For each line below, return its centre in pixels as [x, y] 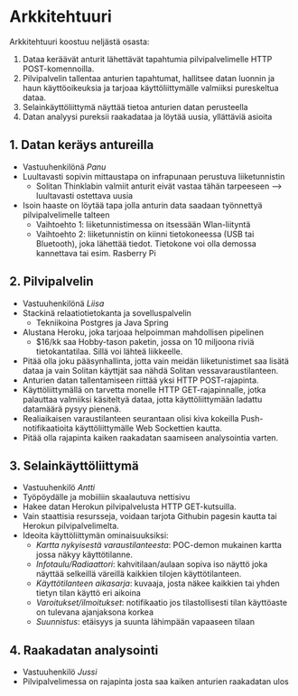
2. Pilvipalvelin [51, 282]
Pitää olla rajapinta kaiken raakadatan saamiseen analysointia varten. [150, 437]
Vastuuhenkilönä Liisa [63, 303]
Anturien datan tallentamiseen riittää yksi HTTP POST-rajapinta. [140, 380]
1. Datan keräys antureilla [82, 145]
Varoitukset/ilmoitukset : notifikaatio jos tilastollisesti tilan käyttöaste [161, 603]
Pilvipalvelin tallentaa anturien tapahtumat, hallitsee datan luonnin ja [149, 78]
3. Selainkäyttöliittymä [74, 465]
